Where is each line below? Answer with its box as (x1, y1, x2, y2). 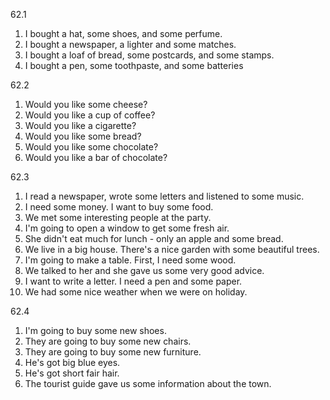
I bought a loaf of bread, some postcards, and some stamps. (24, 49, 275, 61)
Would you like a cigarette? (24, 120, 137, 131)
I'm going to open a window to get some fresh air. (24, 222, 230, 234)
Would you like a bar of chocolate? (24, 152, 168, 163)
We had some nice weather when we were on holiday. (24, 286, 248, 298)
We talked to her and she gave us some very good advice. (24, 265, 265, 276)
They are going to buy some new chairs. (24, 335, 192, 347)
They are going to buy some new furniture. (24, 346, 202, 358)
